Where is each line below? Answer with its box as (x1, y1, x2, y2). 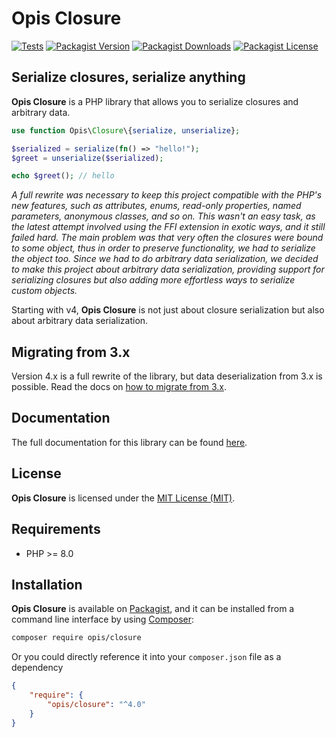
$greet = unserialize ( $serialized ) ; (11, 153, 164, 163)
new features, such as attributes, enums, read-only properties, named (11, 200, 302, 212)
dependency (11, 662, 64, 674)
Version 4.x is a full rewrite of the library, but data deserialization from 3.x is (11, 370, 323, 382)
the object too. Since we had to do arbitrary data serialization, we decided (11, 253, 319, 265)
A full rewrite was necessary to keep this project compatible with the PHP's (11, 189, 323, 201)
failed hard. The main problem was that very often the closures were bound (11, 232, 324, 244)
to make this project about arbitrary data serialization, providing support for (11, 263, 325, 276)
